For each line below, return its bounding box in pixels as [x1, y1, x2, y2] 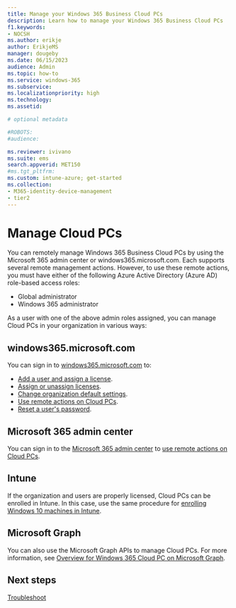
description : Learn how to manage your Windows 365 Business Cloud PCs [7, 17, 223, 24]
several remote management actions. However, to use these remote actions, [7, 264, 230, 272]
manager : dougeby [7, 50, 59, 58]
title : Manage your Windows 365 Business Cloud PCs [7, 10, 163, 18]
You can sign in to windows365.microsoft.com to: [7, 361, 152, 370]
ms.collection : [7, 181, 52, 188]
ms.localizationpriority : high [7, 90, 100, 97]
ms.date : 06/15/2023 [7, 57, 69, 64]
